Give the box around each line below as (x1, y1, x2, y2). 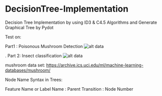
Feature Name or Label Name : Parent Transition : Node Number (5, 86, 134, 92)
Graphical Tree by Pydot (5, 24, 54, 30)
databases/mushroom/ (5, 67, 51, 73)
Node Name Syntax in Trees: (5, 77, 63, 82)
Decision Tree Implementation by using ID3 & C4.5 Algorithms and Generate (5, 19, 157, 25)
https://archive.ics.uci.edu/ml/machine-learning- (46, 62, 144, 68)
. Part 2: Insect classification (5, 52, 62, 59)
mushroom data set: (5, 62, 45, 68)
